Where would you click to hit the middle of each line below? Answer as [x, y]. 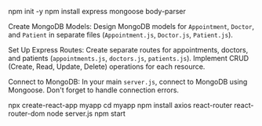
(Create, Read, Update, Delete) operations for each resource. [107, 67]
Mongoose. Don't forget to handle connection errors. [93, 90]
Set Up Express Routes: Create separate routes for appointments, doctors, [128, 50]
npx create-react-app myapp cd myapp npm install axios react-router [120, 105]
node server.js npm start [86, 113]
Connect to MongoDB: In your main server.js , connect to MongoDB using [128, 82]
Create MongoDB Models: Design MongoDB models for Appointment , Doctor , [131, 26]
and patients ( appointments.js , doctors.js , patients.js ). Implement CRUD [129, 58]
